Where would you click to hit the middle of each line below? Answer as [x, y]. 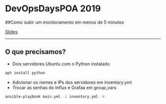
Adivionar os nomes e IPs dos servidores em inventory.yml [72, 82]
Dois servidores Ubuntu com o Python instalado [61, 64]
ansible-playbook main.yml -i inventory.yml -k [55, 97]
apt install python [25, 73]
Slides [11, 32]
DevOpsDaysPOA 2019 [53, 9]
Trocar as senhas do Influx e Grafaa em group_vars [64, 87]
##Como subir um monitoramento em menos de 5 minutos [65, 22]
